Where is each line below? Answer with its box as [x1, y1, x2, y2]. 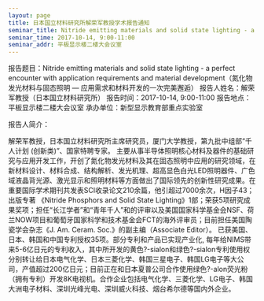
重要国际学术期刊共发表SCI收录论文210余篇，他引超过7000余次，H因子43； [8, 186, 255, 195]
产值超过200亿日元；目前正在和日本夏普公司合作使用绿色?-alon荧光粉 [21, 265, 248, 274]
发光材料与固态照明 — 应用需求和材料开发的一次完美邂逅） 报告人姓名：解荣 [8, 84, 255, 93]
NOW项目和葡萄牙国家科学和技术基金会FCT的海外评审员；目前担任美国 [14, 215, 246, 225]
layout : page [8, 11, 51, 20]
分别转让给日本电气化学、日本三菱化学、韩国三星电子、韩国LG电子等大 [8, 255, 237, 264]
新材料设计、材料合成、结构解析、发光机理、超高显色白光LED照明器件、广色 [8, 166, 255, 176]
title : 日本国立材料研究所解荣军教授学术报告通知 [8, 19, 150, 27]
